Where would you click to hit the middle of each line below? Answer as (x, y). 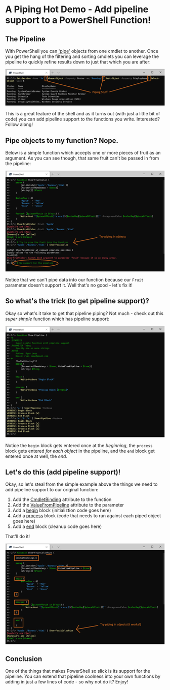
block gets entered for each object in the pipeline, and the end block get (80, 451)
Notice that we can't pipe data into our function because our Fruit (74, 279)
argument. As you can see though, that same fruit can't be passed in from (82, 158)
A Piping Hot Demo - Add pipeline (77, 9)
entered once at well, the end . (36, 456)
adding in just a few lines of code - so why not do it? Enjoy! (67, 682)
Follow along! (19, 124)
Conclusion (24, 659)
